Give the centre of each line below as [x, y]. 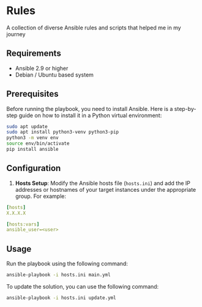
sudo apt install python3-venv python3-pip [63, 132]
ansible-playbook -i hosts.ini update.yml [61, 298]
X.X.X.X [16, 213]
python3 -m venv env [33, 138]
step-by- [185, 108]
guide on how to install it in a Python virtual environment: [90, 115]
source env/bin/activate [38, 144]
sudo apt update [27, 126]
